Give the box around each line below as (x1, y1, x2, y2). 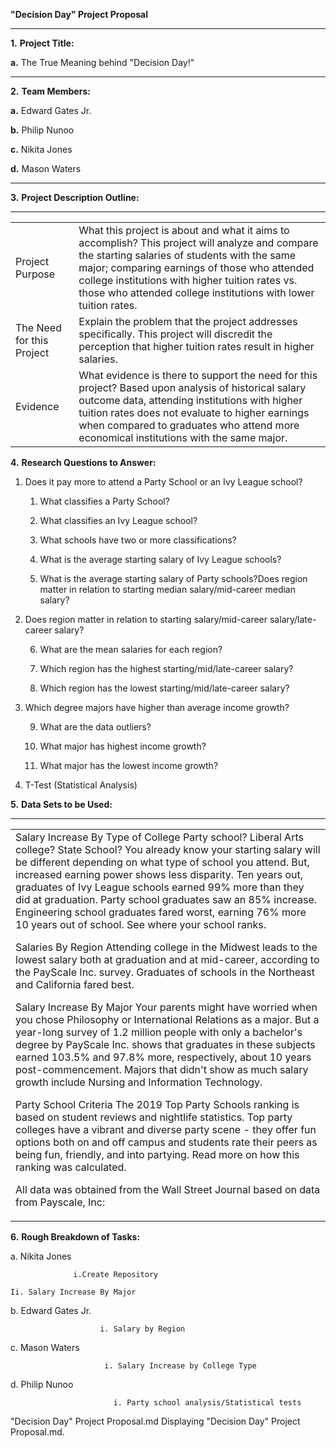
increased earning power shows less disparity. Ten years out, (15, 868, 304, 881)
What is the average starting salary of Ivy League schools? (39, 554, 282, 565)
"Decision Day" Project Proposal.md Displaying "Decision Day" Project (10, 1415, 301, 1427)
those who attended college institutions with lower (78, 286, 315, 299)
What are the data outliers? (39, 721, 152, 733)
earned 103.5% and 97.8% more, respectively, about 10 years (15, 1050, 312, 1064)
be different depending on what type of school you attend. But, (15, 855, 310, 869)
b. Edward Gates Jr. (10, 1305, 92, 1316)
